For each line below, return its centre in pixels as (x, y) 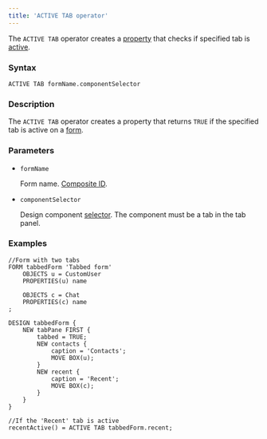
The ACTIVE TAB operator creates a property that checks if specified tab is (129, 38)
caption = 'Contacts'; (88, 351)
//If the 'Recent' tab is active (64, 421)
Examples (28, 243)
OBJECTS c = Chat (51, 295)
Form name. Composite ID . (63, 184)
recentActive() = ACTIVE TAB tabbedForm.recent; (90, 428)
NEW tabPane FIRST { (57, 330)
